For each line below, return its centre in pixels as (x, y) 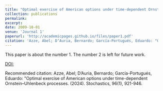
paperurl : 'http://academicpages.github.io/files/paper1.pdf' (69, 37)
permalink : (16, 18)
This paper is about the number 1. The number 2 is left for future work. (75, 54)
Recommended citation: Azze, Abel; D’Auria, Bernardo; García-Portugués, (78, 73)
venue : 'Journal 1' (25, 32)
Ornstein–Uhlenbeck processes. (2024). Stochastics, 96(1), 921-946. (74, 83)
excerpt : (14, 23)
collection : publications (31, 14)
